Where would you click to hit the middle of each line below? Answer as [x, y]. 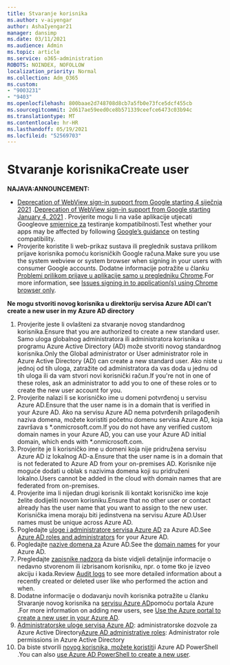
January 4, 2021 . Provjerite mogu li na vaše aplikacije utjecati [105, 217]
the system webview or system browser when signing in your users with [119, 261]
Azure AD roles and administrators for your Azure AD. [93, 537]
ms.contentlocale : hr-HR [43, 123]
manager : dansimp [32, 33]
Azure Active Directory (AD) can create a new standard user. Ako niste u [119, 361]
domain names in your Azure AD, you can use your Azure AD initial [112, 434]
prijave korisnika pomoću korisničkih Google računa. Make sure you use [118, 253]
